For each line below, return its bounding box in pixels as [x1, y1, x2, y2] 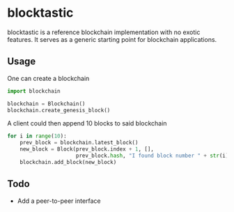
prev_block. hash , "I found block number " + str [75, 152, 219, 159]
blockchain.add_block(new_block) [19, 158, 117, 165]
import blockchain [7, 87, 61, 95]
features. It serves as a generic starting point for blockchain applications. [7, 35, 217, 43]
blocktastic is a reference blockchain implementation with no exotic [7, 28, 201, 36]
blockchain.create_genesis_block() [7, 107, 111, 114]
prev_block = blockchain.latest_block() [19, 139, 139, 146]
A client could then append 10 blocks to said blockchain [7, 119, 167, 128]
